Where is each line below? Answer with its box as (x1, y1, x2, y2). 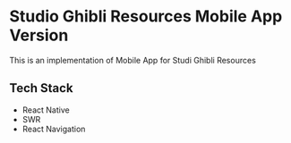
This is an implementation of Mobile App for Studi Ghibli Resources (9, 55, 257, 65)
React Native (21, 105, 70, 115)
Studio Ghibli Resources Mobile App (9, 6, 283, 27)
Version (9, 25, 69, 46)
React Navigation (21, 123, 86, 134)
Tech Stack (9, 80, 73, 96)
